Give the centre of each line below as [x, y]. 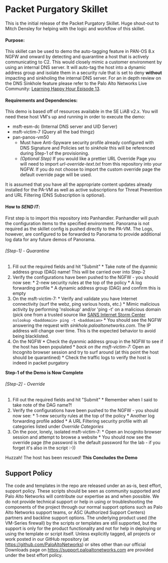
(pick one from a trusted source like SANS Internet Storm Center [79, 314]
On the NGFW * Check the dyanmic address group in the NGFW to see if [88, 341]
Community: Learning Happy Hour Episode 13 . [53, 89]
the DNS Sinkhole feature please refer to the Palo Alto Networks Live [76, 84]
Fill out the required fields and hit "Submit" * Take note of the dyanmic [85, 266]
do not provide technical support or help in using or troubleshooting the [79, 502]
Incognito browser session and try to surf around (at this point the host [86, 352]
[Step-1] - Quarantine [27, 251]
